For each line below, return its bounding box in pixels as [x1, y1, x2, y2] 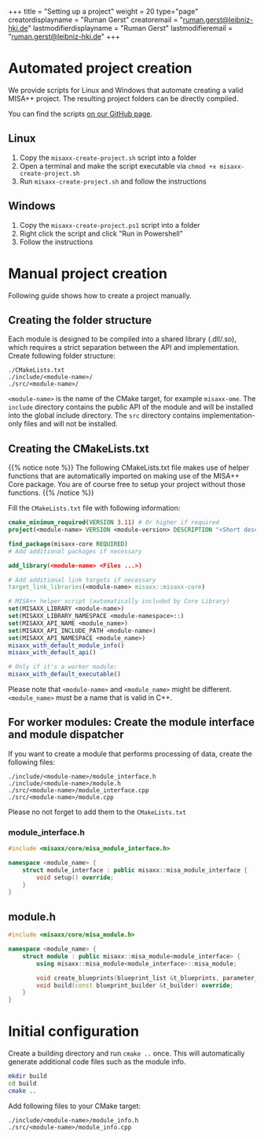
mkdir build [8, 1072, 47, 1081]
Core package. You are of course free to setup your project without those [8, 480, 246, 489]
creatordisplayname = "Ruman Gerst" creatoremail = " [8, 15, 183, 24]
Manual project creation [8, 264, 167, 282]
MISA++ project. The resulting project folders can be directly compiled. [8, 94, 239, 103]
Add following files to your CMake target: [8, 1101, 141, 1111]
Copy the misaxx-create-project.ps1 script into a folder [19, 220, 200, 229]
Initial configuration [8, 1022, 140, 1040]
